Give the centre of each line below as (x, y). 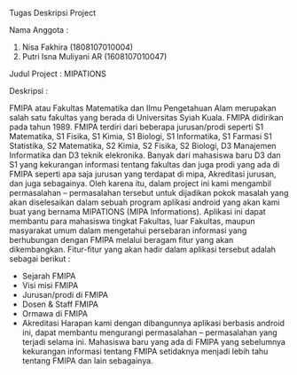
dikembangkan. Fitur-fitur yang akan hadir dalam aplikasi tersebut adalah (143, 249)
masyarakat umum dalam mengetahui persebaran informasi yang (128, 230)
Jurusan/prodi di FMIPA (65, 295)
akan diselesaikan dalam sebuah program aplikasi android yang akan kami (145, 202)
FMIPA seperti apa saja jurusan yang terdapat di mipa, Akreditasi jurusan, (143, 174)
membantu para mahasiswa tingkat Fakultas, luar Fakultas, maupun (132, 221)
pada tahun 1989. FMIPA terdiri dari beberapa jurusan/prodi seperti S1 (137, 127)
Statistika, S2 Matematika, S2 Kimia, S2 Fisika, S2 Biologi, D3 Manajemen (143, 146)
